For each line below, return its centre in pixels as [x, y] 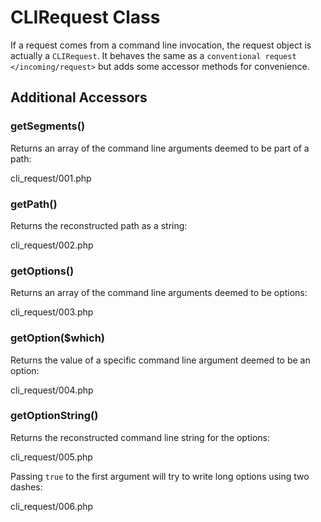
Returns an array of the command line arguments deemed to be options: [159, 293]
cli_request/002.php [52, 245]
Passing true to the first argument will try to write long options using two [160, 476]
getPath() [34, 204]
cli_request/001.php [51, 178]
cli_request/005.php [51, 457]
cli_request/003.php [52, 312]
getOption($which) [58, 338]
